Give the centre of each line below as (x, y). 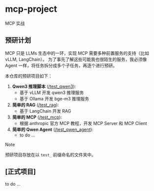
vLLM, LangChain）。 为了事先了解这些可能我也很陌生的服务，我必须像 (76, 59)
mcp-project (31, 9)
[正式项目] (20, 172)
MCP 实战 (15, 23)
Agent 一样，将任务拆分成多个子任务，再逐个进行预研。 (61, 65)
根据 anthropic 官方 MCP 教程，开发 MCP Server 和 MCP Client (83, 123)
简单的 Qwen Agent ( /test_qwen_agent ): (53, 129)
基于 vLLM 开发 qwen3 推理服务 (52, 93)
